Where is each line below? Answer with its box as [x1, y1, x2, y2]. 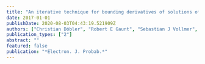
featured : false [6, 43, 48, 49]
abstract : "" [6, 37, 40, 43]
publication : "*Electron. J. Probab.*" [6, 49, 108, 55]
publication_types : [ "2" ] [6, 32, 72, 38]
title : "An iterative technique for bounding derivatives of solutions [6, 9, 192, 15]
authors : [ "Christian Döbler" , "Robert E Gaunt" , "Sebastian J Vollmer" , [6, 26, 198, 32]
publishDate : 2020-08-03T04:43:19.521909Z [6, 20, 116, 26]
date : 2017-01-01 [6, 15, 51, 21]
